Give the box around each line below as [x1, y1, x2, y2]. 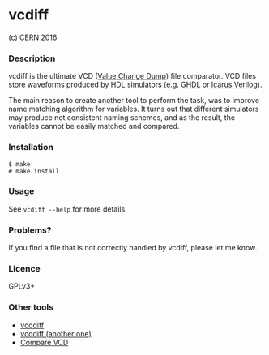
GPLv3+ [8, 281, 36, 291]
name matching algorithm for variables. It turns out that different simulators [8, 104, 259, 114]
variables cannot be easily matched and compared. [8, 122, 180, 131]
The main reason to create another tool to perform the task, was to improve [8, 96, 260, 105]
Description [8, 53, 56, 64]
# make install [8, 167, 60, 175]
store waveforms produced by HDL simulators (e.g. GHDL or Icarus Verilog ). [8, 79, 263, 90]
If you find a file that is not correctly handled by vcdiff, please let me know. [8, 243, 258, 253]
